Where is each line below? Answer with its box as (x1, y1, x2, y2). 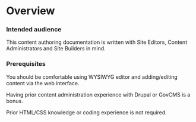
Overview (6, 4, 55, 18)
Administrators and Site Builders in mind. (6, 45, 106, 52)
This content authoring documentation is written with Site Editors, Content (6, 38, 188, 46)
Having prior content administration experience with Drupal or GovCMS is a (6, 91, 191, 98)
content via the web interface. (6, 79, 80, 86)
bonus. (6, 97, 23, 104)
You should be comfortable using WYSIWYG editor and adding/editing (6, 73, 178, 81)
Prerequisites (6, 60, 46, 68)
